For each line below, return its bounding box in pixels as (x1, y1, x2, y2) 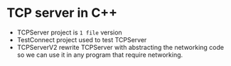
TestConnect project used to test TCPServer (16, 35, 147, 44)
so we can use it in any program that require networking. (16, 51, 183, 59)
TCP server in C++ (6, 5, 118, 21)
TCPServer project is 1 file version (16, 28, 122, 37)
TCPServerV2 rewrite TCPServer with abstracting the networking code (16, 43, 225, 51)
